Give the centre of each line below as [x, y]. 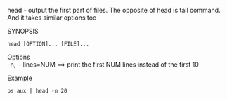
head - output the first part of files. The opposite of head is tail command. [114, 10]
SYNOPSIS [23, 31]
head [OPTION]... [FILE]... [48, 44]
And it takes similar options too [52, 18]
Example [20, 78]
